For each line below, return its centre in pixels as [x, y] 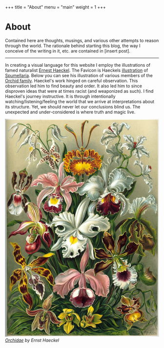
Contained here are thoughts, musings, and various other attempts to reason [82, 40]
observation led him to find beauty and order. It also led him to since [74, 86]
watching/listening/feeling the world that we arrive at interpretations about [80, 101]
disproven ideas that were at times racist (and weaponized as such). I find [79, 91]
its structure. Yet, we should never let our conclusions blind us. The [73, 107]
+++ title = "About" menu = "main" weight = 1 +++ [55, 7]
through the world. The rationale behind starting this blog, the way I [73, 46]
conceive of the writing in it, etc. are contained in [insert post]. [68, 51]
